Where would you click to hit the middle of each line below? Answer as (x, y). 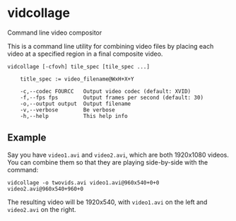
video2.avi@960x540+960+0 (45, 189)
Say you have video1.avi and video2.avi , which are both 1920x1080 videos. (118, 155)
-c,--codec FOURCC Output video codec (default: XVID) (106, 91)
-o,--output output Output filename (76, 104)
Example (27, 138)
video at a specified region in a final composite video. (85, 54)
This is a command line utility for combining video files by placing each (111, 46)
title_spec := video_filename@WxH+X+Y (77, 79)
